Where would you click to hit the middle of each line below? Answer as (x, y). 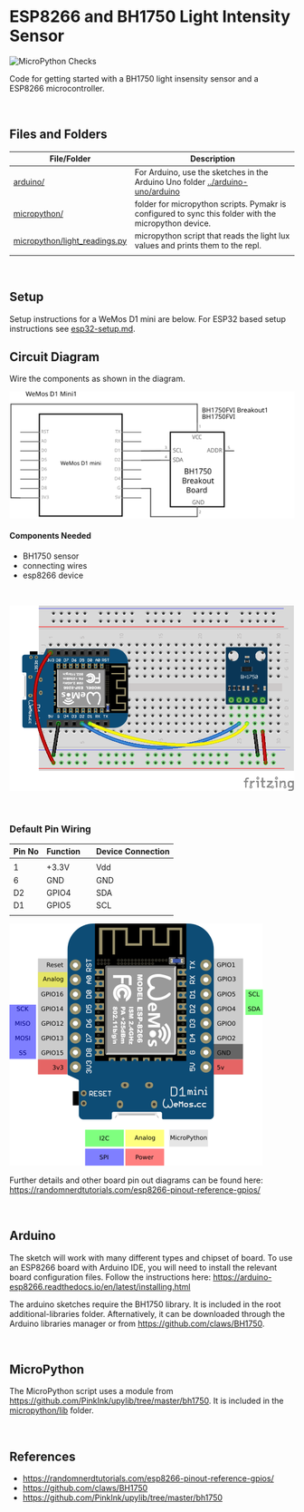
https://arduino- (242, 1277)
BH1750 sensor (51, 556)
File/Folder (70, 159)
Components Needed (51, 536)
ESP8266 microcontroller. (57, 88)
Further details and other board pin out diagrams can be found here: (137, 1180)
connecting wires (55, 565)
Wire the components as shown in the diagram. (97, 379)
